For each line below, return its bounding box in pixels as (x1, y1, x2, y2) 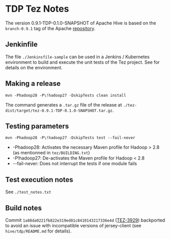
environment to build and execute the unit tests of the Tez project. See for (5, 59, 160, 65)
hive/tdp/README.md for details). (5, 228, 72, 234)
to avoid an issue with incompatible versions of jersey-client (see (5, 223, 141, 228)
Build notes (5, 203, 42, 212)
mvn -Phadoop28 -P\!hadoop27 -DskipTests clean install (5, 93, 126, 98)
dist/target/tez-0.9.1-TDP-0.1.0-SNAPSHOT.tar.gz (5, 108, 113, 113)
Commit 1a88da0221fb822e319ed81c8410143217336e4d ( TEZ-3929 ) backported (5, 217, 165, 223)
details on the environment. (5, 64, 63, 70)
